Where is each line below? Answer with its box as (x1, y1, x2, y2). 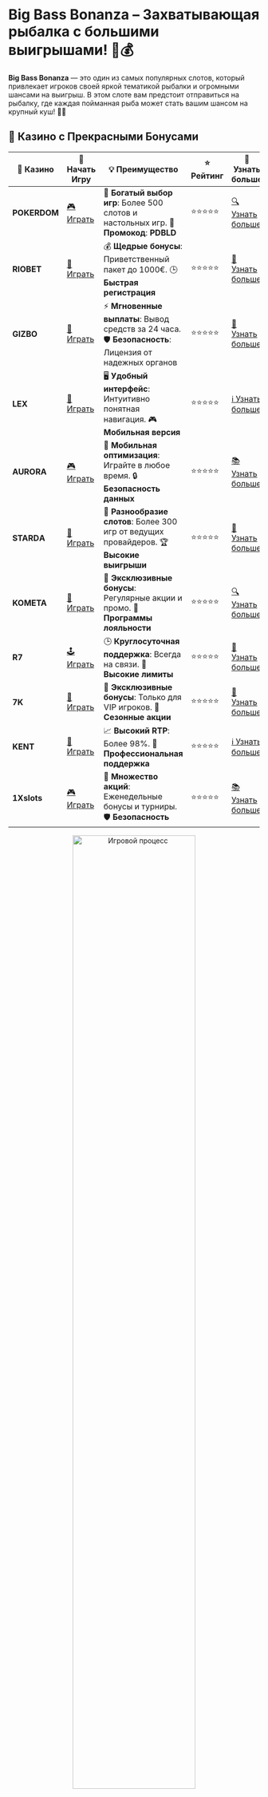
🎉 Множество (103, 770, 158, 782)
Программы (103, 612, 153, 623)
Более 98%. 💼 (103, 738, 158, 749)
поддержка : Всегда (103, 648, 182, 659)
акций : (103, 781, 131, 792)
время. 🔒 (103, 469, 138, 481)
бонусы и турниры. (103, 801, 178, 812)
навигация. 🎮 (103, 414, 157, 425)
